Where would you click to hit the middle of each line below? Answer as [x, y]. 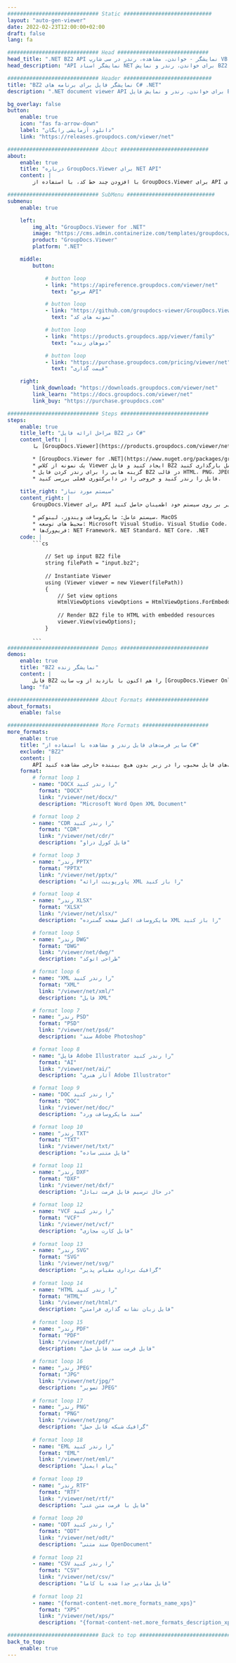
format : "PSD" [59, 1024]
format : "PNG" [59, 1414]
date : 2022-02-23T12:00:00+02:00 [56, 27]
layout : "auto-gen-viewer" [47, 20]
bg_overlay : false [34, 104]
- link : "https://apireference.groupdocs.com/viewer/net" [131, 285]
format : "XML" [59, 985]
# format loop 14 [58, 1283]
